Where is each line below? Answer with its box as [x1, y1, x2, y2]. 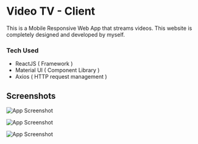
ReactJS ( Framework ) [15, 60, 73, 68]
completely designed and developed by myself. [6, 31, 125, 38]
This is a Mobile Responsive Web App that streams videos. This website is [6, 24, 193, 32]
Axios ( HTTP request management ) [15, 73, 108, 81]
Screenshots [6, 90, 56, 101]
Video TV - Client [6, 4, 96, 18]
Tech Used [6, 46, 39, 54]
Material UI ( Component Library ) [15, 67, 100, 74]
